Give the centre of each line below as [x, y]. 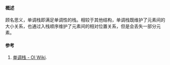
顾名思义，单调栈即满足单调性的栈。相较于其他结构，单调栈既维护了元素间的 [85, 20]
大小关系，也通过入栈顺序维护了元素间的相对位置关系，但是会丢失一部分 [81, 26]
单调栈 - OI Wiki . [30, 57]
